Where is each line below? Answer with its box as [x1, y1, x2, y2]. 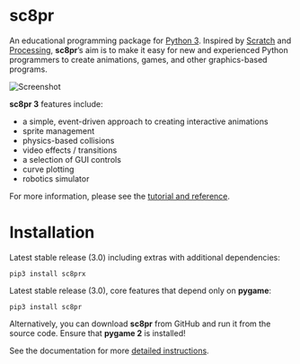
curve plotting [22, 164, 75, 174]
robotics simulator [22, 173, 90, 184]
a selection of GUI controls [22, 154, 121, 164]
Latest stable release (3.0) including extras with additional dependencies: [9, 252, 280, 262]
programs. [9, 64, 48, 75]
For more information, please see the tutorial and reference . [9, 191, 231, 201]
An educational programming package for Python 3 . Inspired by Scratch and [9, 35, 292, 46]
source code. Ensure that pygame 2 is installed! [9, 327, 186, 338]
